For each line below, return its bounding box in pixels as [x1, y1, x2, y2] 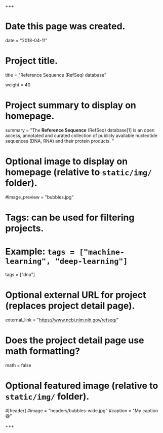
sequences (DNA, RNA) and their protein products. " [5, 138, 114, 144]
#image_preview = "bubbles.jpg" [5, 194, 74, 200]
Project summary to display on [5, 99, 137, 111]
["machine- [79, 247, 125, 257]
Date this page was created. [5, 21, 126, 32]
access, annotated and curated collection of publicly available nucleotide [5, 132, 158, 139]
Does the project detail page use [5, 335, 144, 346]
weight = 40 [5, 82, 31, 88]
